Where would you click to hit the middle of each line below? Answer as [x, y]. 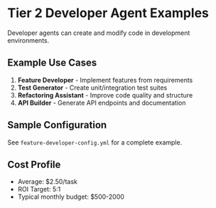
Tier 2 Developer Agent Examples [108, 13]
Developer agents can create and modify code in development [99, 33]
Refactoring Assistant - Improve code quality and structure [105, 95]
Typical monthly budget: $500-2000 [71, 197]
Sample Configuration [57, 125]
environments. [28, 40]
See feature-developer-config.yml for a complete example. [95, 142]
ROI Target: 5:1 [39, 189]
